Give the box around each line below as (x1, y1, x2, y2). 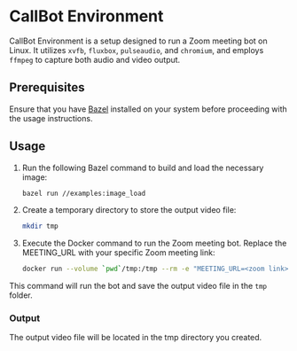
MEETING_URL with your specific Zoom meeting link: (21, 247, 215, 258)
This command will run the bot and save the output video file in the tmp (9, 281, 268, 292)
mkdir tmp (21, 222, 59, 231)
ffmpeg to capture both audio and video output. (9, 54, 181, 65)
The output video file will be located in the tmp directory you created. (9, 332, 262, 343)
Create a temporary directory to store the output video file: (21, 205, 237, 215)
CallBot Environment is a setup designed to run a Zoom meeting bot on (9, 35, 268, 46)
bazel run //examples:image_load (21, 189, 146, 198)
